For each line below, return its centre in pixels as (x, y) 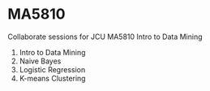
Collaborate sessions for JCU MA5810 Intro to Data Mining (105, 37)
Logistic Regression (52, 69)
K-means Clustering (52, 78)
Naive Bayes (40, 61)
